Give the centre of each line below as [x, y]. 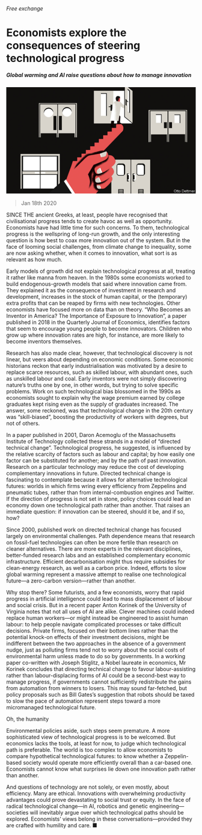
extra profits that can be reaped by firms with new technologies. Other [93, 303]
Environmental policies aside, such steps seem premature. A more [88, 731]
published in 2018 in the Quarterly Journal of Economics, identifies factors [98, 322]
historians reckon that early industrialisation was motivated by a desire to [97, 366]
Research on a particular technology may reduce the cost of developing [95, 467]
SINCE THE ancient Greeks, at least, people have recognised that [87, 215]
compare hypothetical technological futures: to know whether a [85, 756]
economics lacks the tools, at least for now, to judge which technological [96, 744]
